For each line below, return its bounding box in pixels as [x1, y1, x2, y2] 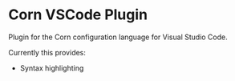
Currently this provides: [8, 47, 87, 57]
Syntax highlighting [19, 63, 84, 73]
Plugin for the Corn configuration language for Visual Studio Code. [8, 32, 228, 42]
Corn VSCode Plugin [8, 6, 148, 24]
